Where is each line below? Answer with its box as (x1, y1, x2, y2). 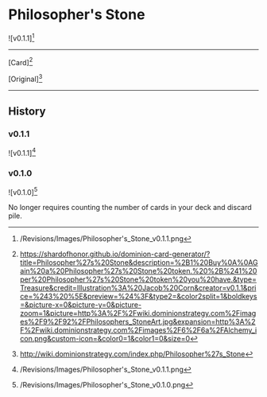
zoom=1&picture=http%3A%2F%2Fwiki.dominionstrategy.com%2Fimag (19, 309, 257, 318)
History (8, 105, 46, 119)
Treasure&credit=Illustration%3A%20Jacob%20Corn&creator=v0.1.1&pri (19, 283, 257, 293)
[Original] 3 (8, 73, 43, 84)
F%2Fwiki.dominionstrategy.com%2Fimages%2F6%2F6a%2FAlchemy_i (19, 325, 257, 335)
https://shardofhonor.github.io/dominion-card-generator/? (19, 249, 211, 259)
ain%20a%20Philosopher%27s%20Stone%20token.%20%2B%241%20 (19, 267, 257, 276)
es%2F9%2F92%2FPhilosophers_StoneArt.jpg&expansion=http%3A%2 (19, 317, 256, 327)
